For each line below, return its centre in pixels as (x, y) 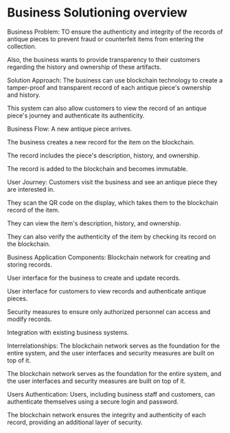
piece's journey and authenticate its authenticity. (76, 115)
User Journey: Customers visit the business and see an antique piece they (112, 182)
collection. (22, 46)
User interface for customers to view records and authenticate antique (107, 291)
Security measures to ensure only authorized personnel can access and (109, 311)
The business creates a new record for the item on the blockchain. (101, 142)
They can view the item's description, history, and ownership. (94, 223)
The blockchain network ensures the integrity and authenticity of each (106, 414)
